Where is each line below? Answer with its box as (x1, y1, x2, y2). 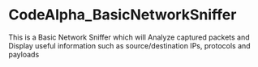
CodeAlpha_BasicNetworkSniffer (8, 6, 237, 24)
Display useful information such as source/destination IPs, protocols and (8, 40, 251, 50)
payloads (8, 49, 40, 59)
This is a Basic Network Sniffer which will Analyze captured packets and (8, 32, 250, 42)
